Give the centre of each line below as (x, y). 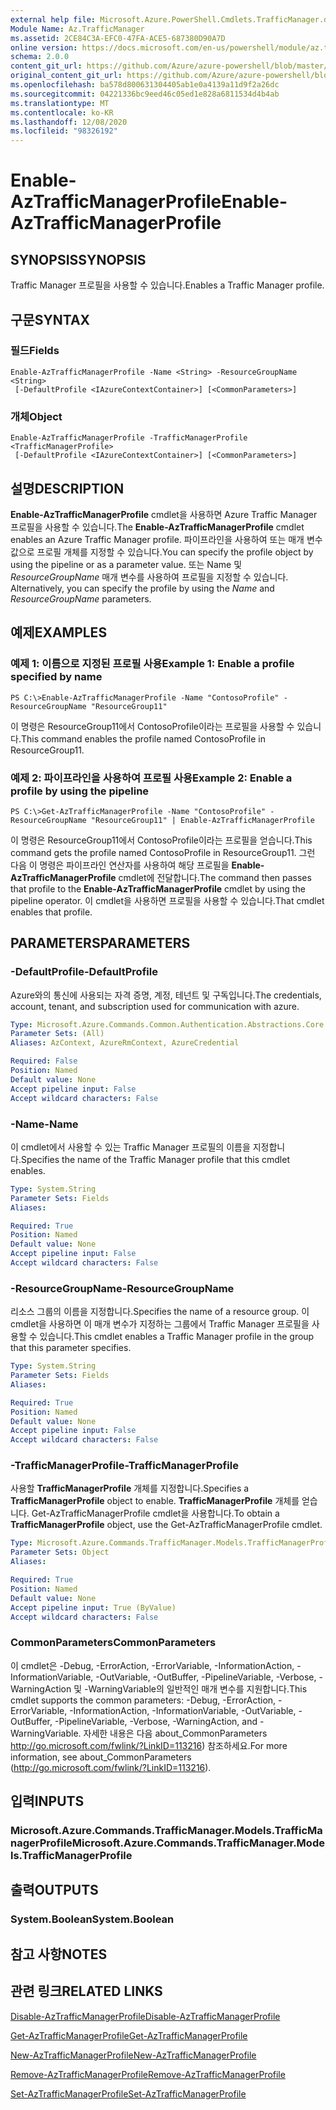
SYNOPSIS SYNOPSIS (78, 259)
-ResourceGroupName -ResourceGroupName (122, 1288)
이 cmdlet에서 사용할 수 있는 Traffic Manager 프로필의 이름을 (130, 1147)
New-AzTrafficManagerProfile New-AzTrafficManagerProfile (133, 2055)
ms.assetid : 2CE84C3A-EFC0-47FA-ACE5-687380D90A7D (118, 38)
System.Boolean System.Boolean (92, 1919)
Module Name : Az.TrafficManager (77, 29)
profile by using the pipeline (80, 791)
